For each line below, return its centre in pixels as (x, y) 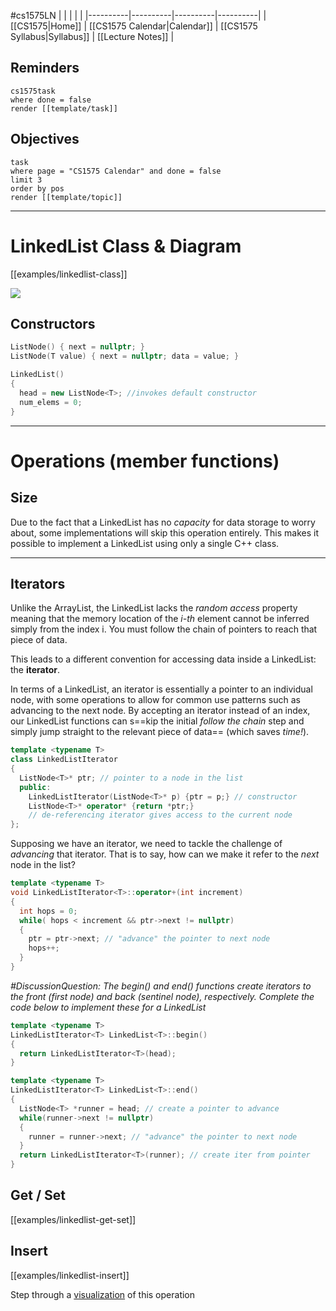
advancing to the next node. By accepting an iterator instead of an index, (160, 711)
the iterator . (35, 670)
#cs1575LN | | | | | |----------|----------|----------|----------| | (138, 15)
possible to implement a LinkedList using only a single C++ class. (145, 543)
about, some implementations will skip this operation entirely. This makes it (164, 532)
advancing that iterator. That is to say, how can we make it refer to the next (165, 854)
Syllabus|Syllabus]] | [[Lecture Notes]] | (92, 36)
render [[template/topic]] (66, 197)
